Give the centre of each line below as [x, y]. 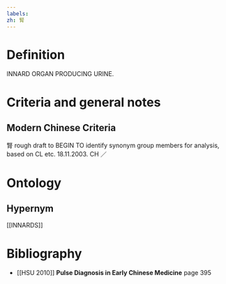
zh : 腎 [16, 20]
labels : [18, 14]
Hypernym [30, 209]
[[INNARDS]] [25, 225]
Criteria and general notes [84, 102]
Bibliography [44, 254]
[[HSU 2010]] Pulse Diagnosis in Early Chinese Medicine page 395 [114, 273]
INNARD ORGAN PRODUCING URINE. [60, 74]
